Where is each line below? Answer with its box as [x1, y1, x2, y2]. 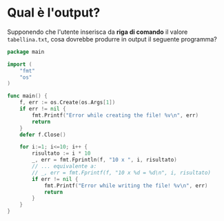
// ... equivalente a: [32, 163, 97, 170]
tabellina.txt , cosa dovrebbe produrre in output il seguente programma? [7, 35, 217, 43]
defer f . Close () [19, 131, 67, 138]
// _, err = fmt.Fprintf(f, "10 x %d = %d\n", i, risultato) [32, 169, 212, 176]
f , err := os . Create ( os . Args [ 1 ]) [19, 99, 116, 106]
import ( [7, 61, 32, 68]
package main [7, 48, 45, 55]
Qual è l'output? [7, 5, 101, 21]
